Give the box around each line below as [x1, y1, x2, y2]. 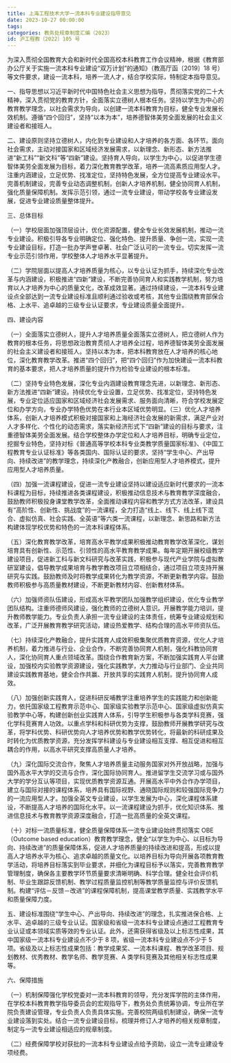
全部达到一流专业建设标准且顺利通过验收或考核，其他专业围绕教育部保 [19, 292, 218, 300]
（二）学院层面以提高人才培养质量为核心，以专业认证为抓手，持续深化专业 [7, 267, 218, 275]
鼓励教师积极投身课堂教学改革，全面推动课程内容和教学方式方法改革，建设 [7, 497, 218, 506]
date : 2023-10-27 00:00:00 [7, 17, 85, 23]
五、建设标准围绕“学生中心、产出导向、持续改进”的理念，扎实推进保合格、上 [7, 910, 223, 918]
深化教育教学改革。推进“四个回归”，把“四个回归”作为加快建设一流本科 [19, 356, 217, 364]
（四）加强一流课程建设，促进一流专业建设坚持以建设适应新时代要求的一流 [7, 480, 218, 488]
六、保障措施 [7, 976, 43, 984]
